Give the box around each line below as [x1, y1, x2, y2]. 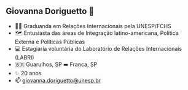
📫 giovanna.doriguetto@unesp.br [14, 77, 101, 84]
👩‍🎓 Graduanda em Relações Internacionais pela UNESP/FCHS [14, 22, 171, 29]
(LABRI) [14, 53, 34, 61]
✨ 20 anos [14, 69, 42, 77]
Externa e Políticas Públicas [14, 38, 85, 45]
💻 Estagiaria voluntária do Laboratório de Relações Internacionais [14, 45, 182, 52]
